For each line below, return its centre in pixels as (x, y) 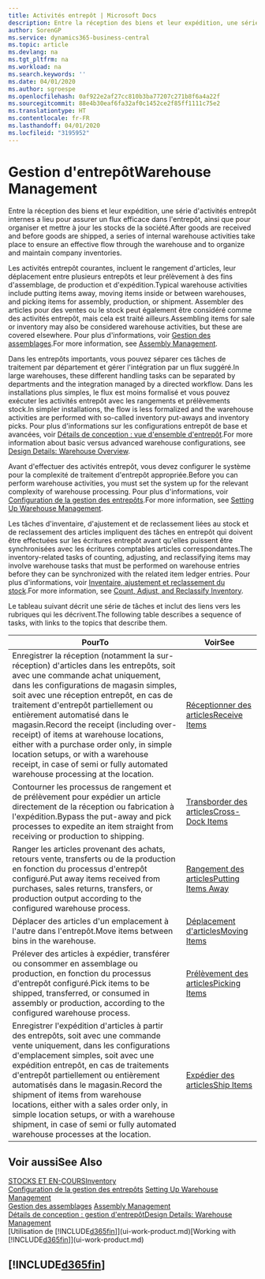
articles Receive (214, 715)
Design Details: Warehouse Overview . (69, 451)
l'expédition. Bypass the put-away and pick (92, 816)
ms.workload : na (35, 67)
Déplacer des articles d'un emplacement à (91, 921)
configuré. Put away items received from (86, 879)
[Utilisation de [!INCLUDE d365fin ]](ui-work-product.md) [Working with (122, 1232)
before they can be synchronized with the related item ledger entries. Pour (129, 574)
